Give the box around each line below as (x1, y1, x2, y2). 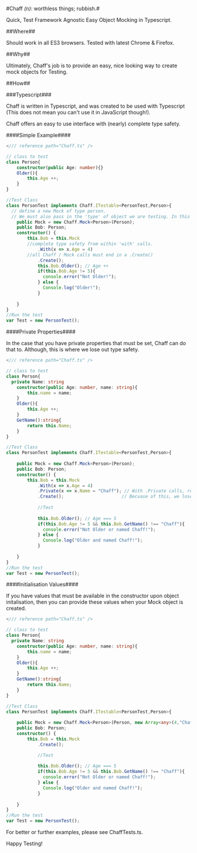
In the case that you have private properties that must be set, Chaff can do (6, 340, 186, 347)
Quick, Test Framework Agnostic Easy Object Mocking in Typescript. (6, 16, 172, 23)
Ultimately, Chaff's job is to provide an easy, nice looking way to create (6, 62, 178, 69)
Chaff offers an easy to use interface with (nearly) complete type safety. (6, 120, 181, 127)
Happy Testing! (6, 840, 43, 847)
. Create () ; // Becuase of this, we (37, 494, 180, 500)
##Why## (6, 51, 30, 58)
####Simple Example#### (6, 132, 71, 138)
